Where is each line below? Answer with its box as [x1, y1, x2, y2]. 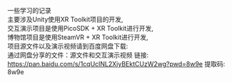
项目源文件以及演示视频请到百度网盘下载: [7, 42, 128, 50]
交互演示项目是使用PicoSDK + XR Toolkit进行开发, [7, 24, 153, 32]
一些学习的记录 [7, 6, 51, 14]
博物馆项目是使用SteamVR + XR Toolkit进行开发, [7, 33, 148, 41]
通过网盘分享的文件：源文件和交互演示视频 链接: [7, 51, 148, 59]
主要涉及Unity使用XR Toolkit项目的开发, [7, 15, 123, 24]
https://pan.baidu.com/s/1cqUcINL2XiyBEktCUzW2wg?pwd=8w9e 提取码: [7, 60, 226, 68]
